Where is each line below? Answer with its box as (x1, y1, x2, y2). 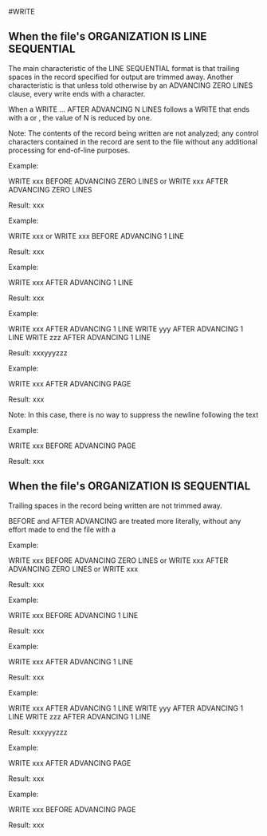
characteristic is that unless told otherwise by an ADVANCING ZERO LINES (8, 80, 253, 90)
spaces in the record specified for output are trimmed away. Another (8, 72, 234, 81)
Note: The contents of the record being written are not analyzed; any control (8, 128, 259, 138)
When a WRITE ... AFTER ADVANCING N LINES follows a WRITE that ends (8, 104, 249, 114)
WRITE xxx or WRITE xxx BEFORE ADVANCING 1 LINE (8, 231, 185, 240)
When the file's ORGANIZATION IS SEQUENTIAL (8, 479, 251, 493)
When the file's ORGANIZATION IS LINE (8, 30, 207, 43)
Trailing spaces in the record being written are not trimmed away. (8, 501, 223, 510)
